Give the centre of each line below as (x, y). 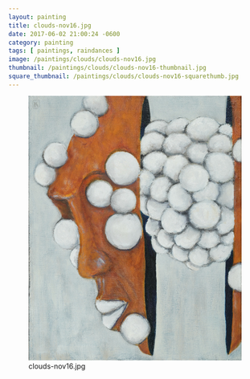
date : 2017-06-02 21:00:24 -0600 (64, 34)
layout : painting (37, 17)
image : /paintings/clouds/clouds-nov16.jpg (82, 59)
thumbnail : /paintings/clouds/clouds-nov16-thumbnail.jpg (107, 68)
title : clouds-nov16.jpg (50, 25)
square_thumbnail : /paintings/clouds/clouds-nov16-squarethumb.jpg (124, 76)
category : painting (41, 43)
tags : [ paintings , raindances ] (64, 51)
